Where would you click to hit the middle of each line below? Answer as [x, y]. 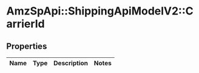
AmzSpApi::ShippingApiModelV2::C [100, 11]
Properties [27, 46]
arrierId [26, 24]
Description [71, 63]
